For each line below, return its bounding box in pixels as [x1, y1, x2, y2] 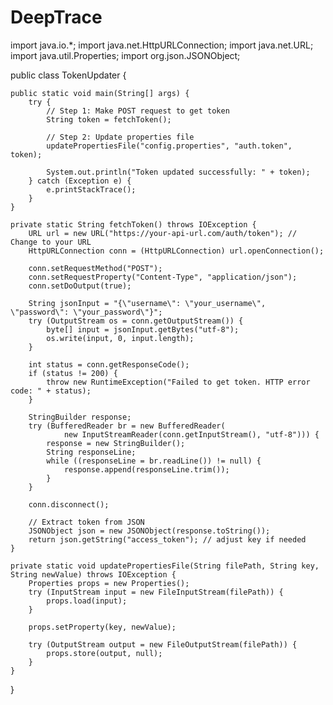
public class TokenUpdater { [10, 69, 127, 81]
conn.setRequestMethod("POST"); [28, 263, 163, 273]
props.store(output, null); [46, 648, 163, 658]
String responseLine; [46, 447, 137, 457]
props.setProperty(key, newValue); [28, 622, 177, 632]
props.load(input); [46, 596, 128, 606]
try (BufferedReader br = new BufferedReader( [28, 421, 226, 431]
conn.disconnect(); [28, 499, 110, 510]
